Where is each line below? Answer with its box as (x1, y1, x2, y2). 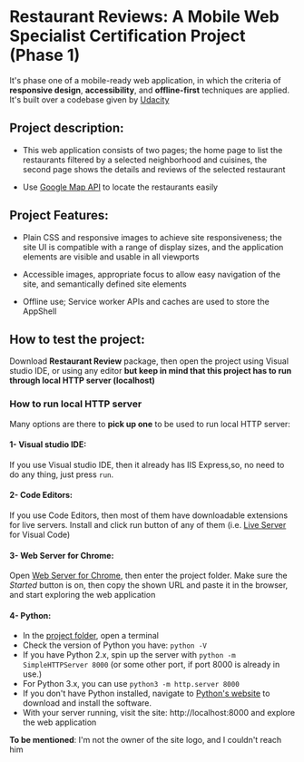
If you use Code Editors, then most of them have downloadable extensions (9, 510, 289, 521)
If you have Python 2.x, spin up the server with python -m (22, 650, 236, 660)
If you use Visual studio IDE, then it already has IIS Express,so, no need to (9, 459, 285, 470)
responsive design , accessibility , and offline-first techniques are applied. (9, 84, 290, 95)
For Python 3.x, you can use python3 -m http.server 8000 (22, 679, 240, 689)
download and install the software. (22, 698, 152, 708)
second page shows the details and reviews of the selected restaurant (22, 163, 286, 174)
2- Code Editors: (9, 490, 74, 501)
